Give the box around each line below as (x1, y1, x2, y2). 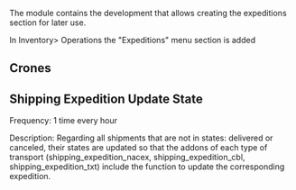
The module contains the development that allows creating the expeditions (9, 8, 287, 18)
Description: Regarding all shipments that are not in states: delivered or (9, 132, 273, 143)
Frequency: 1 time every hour (9, 115, 118, 126)
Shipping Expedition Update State (9, 91, 203, 106)
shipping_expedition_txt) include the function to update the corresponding (9, 161, 285, 172)
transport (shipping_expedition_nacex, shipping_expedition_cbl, (9, 152, 245, 163)
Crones (9, 60, 51, 76)
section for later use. (9, 17, 87, 28)
